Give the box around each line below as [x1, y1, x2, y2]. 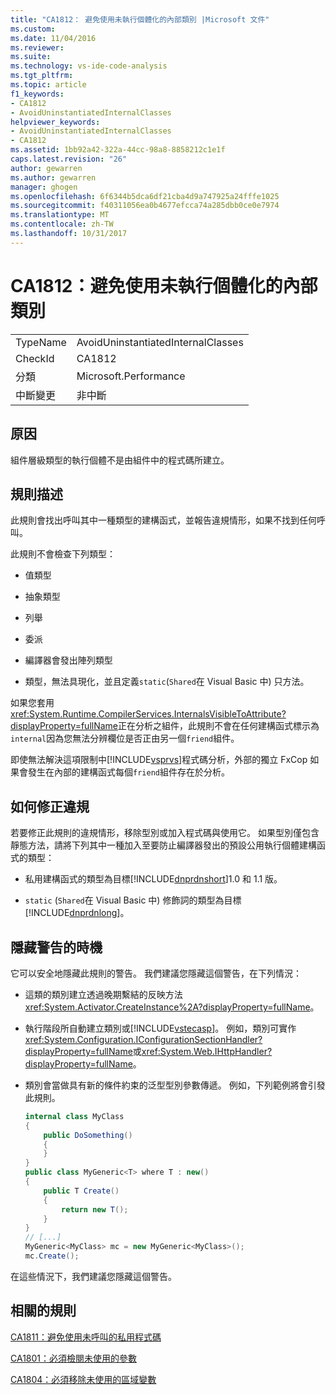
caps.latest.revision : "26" [10, 154, 128, 164]
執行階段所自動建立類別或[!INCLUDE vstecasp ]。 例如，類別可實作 [24, 1022, 297, 1034]
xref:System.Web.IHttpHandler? [141, 1045, 273, 1057]
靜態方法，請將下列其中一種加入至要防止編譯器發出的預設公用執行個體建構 [10, 839, 317, 851]
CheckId [15, 351, 55, 365]
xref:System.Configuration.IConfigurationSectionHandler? [24, 1033, 263, 1045]
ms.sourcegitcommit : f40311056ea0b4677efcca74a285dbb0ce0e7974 [10, 201, 280, 211]
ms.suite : [10, 52, 52, 62]
